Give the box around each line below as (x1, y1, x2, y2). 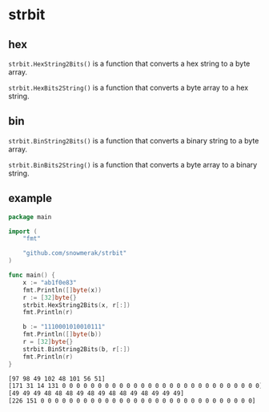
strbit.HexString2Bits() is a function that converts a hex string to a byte (8, 59, 251, 68)
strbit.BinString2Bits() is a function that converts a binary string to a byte (8, 135, 259, 145)
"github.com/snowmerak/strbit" (22, 249, 127, 257)
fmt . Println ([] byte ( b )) (22, 330, 102, 338)
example (8, 192, 53, 205)
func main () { (8, 271, 56, 279)
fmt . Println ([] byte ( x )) (22, 286, 102, 294)
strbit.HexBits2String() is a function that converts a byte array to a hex (8, 83, 249, 92)
